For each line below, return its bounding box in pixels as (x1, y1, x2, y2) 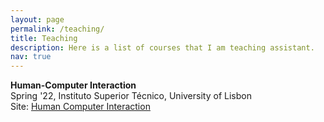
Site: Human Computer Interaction (10, 101, 151, 113)
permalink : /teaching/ (10, 24, 105, 34)
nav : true (10, 52, 52, 62)
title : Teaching (10, 33, 78, 43)
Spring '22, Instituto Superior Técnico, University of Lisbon (10, 90, 252, 102)
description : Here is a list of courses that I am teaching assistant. (10, 42, 315, 53)
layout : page (10, 14, 65, 25)
